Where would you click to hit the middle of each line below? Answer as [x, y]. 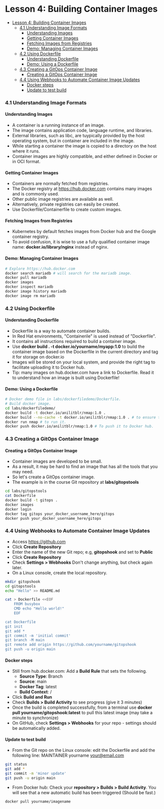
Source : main [33, 681]
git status [16, 765]
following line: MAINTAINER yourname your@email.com [68, 755]
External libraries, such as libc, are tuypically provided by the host [78, 136]
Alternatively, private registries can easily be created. [66, 204]
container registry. [31, 237]
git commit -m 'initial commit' [38, 636]
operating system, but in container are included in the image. [73, 141]
